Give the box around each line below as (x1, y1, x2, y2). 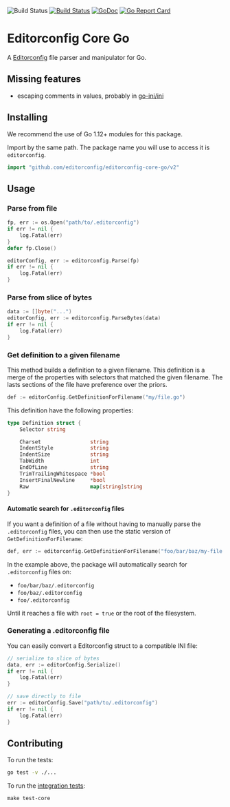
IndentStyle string (19, 445, 109, 452)
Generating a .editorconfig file (7, 626, 110, 636)
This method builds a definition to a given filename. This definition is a (7, 366, 205, 374)
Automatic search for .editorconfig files (7, 505, 125, 513)
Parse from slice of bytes (7, 293, 93, 302)
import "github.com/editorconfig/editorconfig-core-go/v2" (7, 164, 180, 171)
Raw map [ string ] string (19, 483, 143, 490)
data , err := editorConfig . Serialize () (7, 661, 122, 668)
